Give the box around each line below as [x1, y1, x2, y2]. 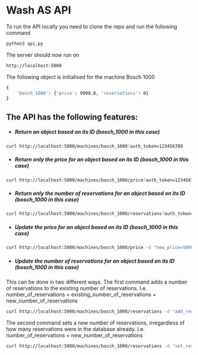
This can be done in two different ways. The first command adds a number [6, 278, 187, 286]
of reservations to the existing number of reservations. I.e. [6, 285, 147, 292]
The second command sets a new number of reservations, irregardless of [6, 319, 185, 326]
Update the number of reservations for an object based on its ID [14, 257, 175, 264]
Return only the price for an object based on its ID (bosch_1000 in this [14, 156, 189, 163]
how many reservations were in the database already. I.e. [6, 325, 146, 333]
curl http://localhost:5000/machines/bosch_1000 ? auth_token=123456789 [6, 143, 183, 149]
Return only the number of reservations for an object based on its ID [14, 190, 186, 197]
